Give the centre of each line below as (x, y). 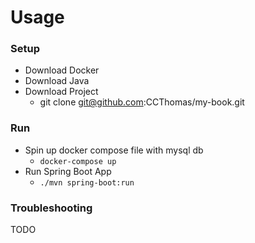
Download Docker (62, 70)
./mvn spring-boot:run (87, 182)
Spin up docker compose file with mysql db (114, 150)
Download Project (61, 92)
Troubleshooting (51, 208)
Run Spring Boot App (68, 171)
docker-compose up (78, 161)
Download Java (57, 81)
